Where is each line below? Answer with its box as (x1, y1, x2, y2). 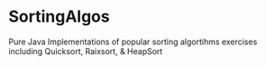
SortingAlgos (8, 6, 110, 27)
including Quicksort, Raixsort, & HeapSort (8, 45, 163, 56)
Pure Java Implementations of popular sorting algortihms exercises (8, 36, 258, 47)
